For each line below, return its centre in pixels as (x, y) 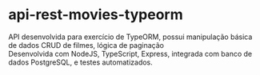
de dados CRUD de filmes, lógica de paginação (86, 45)
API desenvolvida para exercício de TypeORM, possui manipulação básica (130, 37)
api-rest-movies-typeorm (96, 15)
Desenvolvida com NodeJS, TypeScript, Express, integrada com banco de (130, 53)
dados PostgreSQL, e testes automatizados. (81, 62)
